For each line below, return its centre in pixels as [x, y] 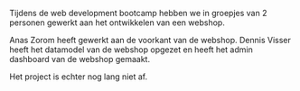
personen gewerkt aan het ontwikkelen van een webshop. [117, 23]
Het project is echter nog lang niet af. [78, 77]
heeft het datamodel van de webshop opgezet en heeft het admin [131, 50]
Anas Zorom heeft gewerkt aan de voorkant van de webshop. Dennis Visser [150, 40]
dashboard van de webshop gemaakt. [80, 59]
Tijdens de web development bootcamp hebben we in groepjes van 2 [138, 13]
